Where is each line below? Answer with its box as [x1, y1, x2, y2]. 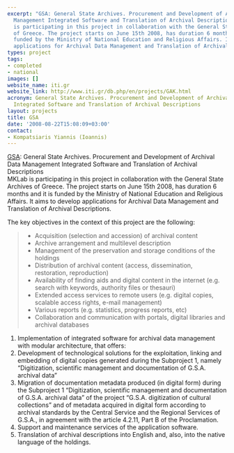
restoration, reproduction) [34, 269, 109, 277]
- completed [7, 62, 42, 69]
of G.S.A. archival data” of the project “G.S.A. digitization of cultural [17, 394, 211, 402]
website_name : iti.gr [7, 82, 70, 89]
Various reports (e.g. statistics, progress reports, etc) [34, 306, 187, 314]
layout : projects [7, 107, 58, 114]
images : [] [7, 75, 39, 82]
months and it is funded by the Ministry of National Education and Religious [7, 190, 224, 198]
